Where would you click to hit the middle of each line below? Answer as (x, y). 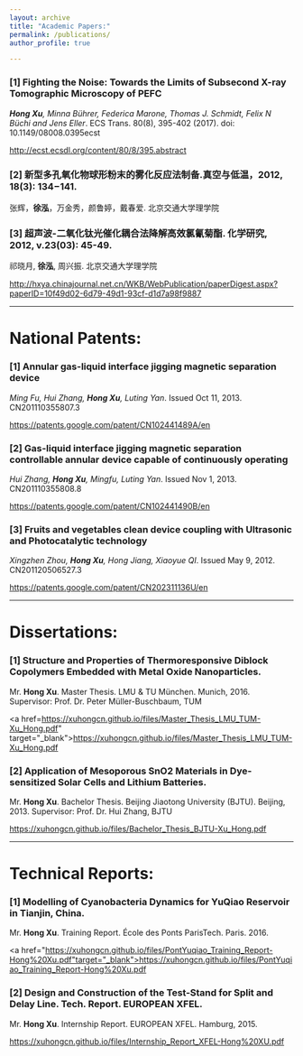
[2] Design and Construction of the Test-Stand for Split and (141, 993)
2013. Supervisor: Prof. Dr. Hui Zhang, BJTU (91, 811)
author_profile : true (50, 43)
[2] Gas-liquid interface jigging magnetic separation (125, 448)
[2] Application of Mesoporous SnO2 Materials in (119, 771)
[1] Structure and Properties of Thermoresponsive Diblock (139, 661)
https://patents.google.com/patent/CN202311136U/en (109, 588)
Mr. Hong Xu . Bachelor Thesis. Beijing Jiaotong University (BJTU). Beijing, (147, 801)
